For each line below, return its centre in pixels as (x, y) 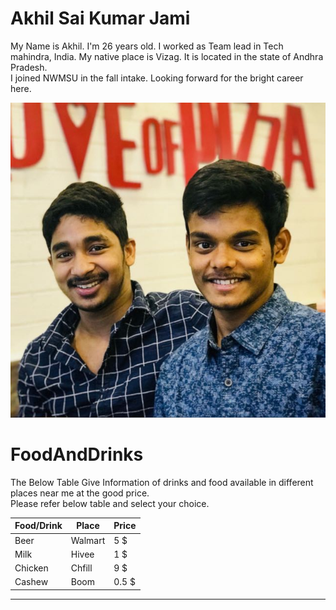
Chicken (31, 568)
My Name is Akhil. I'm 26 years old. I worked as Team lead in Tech (147, 46)
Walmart (88, 540)
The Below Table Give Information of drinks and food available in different (162, 482)
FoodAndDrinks (77, 454)
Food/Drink (38, 526)
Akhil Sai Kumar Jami (100, 18)
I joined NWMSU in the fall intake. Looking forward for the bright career (157, 78)
